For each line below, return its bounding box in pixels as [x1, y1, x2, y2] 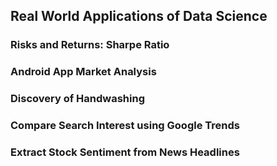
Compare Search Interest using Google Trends [10, 119, 240, 133]
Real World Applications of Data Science [10, 8, 268, 25]
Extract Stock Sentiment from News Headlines [10, 145, 240, 159]
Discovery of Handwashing [10, 92, 145, 106]
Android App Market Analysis [10, 65, 157, 79]
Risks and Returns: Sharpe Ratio [10, 38, 170, 52]
